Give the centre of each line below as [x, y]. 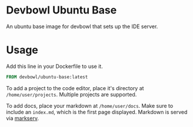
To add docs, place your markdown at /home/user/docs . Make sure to [90, 105]
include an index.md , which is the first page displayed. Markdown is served [97, 112]
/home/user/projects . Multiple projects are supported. [71, 94]
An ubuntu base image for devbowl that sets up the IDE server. [82, 26]
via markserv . [23, 118]
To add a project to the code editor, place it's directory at [75, 88]
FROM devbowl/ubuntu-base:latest [47, 77]
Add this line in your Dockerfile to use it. [54, 66]
